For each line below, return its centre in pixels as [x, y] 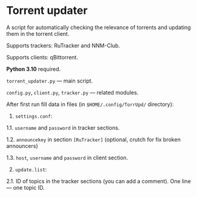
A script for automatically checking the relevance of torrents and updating [98, 27]
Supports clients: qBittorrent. [42, 57]
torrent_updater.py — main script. [49, 81]
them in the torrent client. [38, 33]
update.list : [31, 169]
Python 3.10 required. [34, 69]
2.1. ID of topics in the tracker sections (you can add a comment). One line [98, 181]
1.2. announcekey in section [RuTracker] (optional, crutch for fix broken [93, 139]
